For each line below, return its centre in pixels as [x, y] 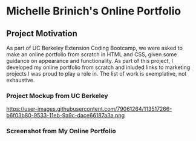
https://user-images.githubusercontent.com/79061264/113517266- [89, 109]
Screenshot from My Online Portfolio [61, 131]
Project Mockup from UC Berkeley [57, 96]
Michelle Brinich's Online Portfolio [94, 11]
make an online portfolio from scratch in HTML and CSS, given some [92, 54]
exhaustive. [21, 80]
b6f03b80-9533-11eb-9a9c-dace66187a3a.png [66, 116]
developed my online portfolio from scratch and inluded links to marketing [98, 67]
